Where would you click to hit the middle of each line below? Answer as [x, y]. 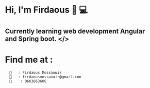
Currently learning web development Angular [75, 31]
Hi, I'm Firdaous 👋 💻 [47, 10]
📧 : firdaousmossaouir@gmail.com [45, 77]
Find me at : [29, 60]
